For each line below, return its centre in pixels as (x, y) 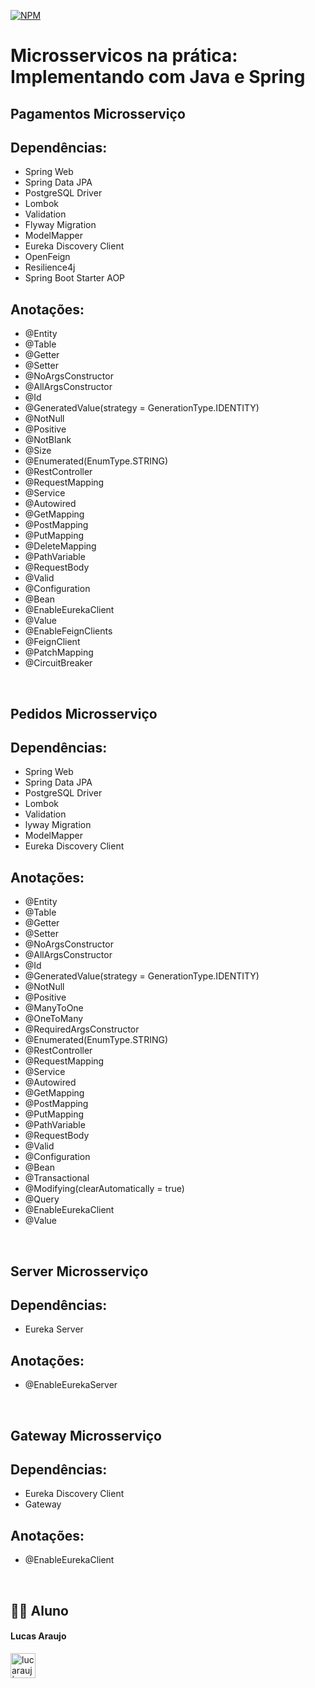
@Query (42, 1199)
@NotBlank (48, 440)
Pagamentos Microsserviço (98, 113)
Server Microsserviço (79, 1271)
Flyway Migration (60, 225)
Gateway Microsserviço (86, 1435)
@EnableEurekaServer (71, 1385)
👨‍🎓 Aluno (39, 1610)
